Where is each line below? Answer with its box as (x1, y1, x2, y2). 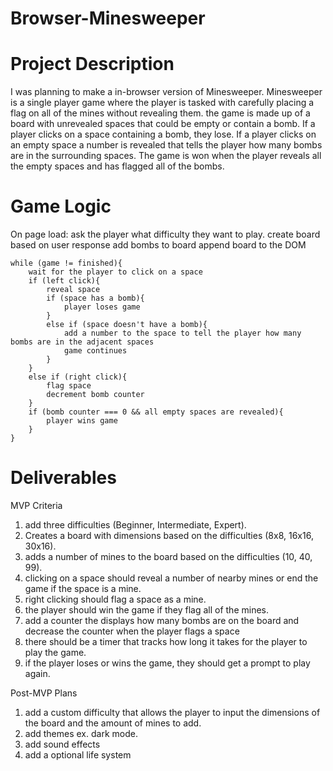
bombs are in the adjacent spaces (10, 337, 155, 347)
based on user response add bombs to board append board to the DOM (10, 239, 307, 251)
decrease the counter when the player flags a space (24, 625, 240, 637)
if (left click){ (28, 276, 101, 286)
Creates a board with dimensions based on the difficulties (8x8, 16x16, (24, 530, 314, 541)
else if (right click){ (28, 372, 128, 382)
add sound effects (24, 738, 101, 750)
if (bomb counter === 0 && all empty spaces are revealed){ (28, 407, 284, 417)
